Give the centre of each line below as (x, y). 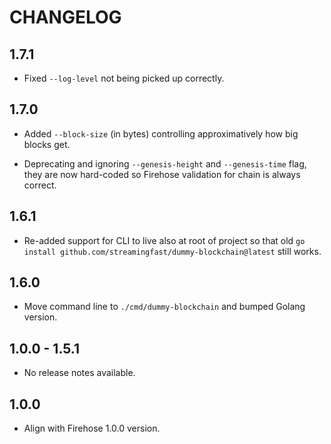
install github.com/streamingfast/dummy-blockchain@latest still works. (172, 251)
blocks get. (47, 144)
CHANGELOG (65, 17)
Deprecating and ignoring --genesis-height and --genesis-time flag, (165, 163)
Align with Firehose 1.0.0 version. (92, 428)
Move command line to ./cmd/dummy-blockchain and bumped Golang (164, 307)
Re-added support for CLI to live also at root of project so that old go (164, 240)
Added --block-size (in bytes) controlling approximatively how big (161, 133)
